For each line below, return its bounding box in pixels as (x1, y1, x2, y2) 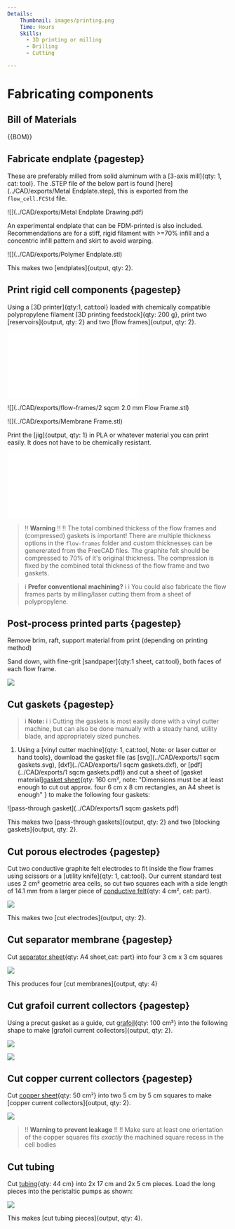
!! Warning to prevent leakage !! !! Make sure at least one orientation (24, 1126, 223, 1134)
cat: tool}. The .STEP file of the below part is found (7, 179, 154, 187)
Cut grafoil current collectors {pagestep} (7, 1000, 190, 1012)
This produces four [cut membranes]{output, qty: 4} (7, 979, 158, 988)
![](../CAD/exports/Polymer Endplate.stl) (7, 250, 123, 258)
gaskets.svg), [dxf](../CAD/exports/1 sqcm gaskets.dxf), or (17, 760, 187, 769)
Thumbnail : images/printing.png (20, 17, 114, 24)
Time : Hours (20, 23, 55, 30)
